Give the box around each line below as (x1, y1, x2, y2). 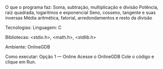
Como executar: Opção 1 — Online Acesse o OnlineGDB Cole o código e (5, 53, 154, 59)
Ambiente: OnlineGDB (5, 44, 50, 49)
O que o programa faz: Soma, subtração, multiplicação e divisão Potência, (5, 4, 159, 10)
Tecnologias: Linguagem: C (5, 24, 62, 30)
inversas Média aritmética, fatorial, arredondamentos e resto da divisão (5, 15, 152, 20)
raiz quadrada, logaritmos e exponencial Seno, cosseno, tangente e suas (5, 9, 156, 15)
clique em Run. (5, 59, 36, 64)
